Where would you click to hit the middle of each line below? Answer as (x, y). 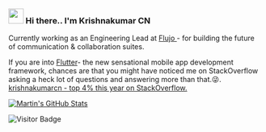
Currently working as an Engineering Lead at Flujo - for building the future (131, 38)
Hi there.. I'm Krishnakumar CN (88, 20)
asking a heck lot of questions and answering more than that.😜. (115, 80)
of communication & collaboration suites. (76, 47)
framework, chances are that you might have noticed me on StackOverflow (133, 71)
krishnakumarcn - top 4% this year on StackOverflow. (98, 88)
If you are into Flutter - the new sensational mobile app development (121, 62)
